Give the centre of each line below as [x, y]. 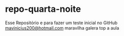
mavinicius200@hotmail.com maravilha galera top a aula [62, 28]
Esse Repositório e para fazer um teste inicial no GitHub [61, 23]
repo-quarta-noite [43, 9]
